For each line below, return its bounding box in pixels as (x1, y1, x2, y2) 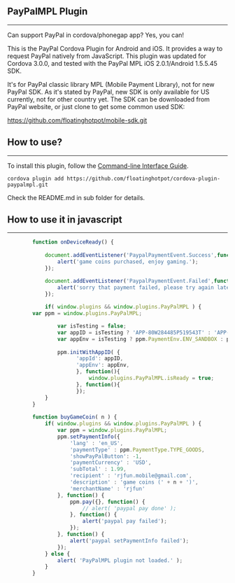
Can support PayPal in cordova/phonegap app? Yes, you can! (7, 31, 184, 39)
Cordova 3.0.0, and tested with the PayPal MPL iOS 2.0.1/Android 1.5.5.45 (7, 59, 218, 67)
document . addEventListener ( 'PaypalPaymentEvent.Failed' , (44, 277, 215, 284)
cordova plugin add (7, 175, 64, 182)
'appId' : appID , (76, 355, 124, 363)
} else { (44, 550, 71, 557)
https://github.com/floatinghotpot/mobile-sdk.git (7, 115, 148, 125)
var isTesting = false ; (57, 323, 127, 330)
